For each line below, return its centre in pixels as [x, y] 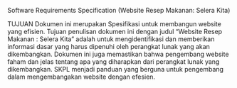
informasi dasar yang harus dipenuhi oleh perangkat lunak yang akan [109, 46]
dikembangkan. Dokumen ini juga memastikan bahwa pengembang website [118, 54]
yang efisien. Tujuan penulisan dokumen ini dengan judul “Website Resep [115, 32]
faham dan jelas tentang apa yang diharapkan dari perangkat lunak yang [114, 62]
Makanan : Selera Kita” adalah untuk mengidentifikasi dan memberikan [111, 39]
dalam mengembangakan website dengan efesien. [81, 77]
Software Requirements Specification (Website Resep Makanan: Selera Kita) [119, 10]
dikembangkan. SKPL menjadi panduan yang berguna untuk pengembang [116, 69]
